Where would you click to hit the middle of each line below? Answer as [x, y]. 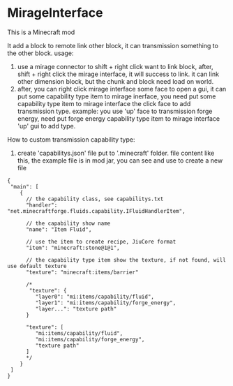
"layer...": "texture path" [76, 309]
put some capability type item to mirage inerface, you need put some [116, 96]
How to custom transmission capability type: [71, 139]
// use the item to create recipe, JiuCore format [101, 242]
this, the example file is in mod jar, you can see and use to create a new [120, 160]
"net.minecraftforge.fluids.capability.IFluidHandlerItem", [97, 211]
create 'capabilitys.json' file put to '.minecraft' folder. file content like [116, 153]
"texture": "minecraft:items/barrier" [82, 272]
